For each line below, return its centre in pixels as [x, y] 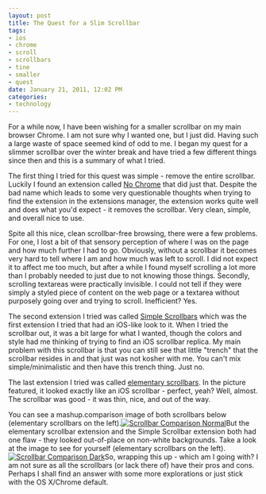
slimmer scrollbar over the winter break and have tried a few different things [133, 152]
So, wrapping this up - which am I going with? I [181, 457]
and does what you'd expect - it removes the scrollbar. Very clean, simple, [130, 210]
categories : [28, 97]
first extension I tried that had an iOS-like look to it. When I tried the [118, 325]
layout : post [30, 15]
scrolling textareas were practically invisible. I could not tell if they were [125, 284]
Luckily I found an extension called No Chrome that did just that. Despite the [133, 184]
